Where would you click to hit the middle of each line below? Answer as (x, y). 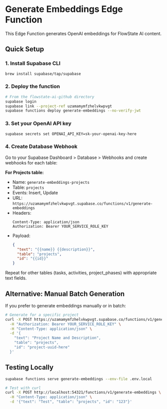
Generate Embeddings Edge (64, 9)
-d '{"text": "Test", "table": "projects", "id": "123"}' (71, 402)
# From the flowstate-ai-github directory (50, 97)
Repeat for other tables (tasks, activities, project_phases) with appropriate (81, 273)
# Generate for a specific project (42, 315)
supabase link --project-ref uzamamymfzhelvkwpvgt (59, 106)
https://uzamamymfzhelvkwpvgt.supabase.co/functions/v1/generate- (83, 204)
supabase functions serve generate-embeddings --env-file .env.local (79, 379)
